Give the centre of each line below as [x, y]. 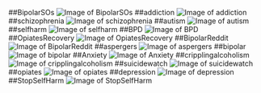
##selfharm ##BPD [76, 29]
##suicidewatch [141, 63]
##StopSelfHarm [36, 81]
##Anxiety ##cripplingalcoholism [161, 55]
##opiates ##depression [82, 72]
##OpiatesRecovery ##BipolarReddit [118, 38]
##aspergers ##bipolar [170, 46]
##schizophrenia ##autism [97, 21]
